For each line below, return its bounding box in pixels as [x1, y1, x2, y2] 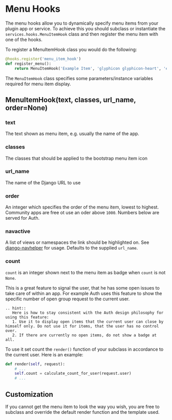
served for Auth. [5, 215, 40, 221]
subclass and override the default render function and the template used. [5, 409, 160, 415]
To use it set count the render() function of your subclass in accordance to [5, 346, 164, 352]
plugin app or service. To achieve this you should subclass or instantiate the [5, 25, 165, 31]
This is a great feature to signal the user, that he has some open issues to [5, 284, 160, 291]
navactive [5, 228, 31, 235]
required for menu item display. [5, 81, 71, 87]
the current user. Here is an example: [5, 351, 83, 357]
